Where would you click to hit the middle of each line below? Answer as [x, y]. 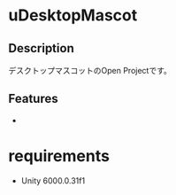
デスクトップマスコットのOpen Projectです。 [90, 70]
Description [41, 48]
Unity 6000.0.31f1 [53, 180]
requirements [59, 156]
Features [33, 99]
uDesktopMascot [73, 16]
